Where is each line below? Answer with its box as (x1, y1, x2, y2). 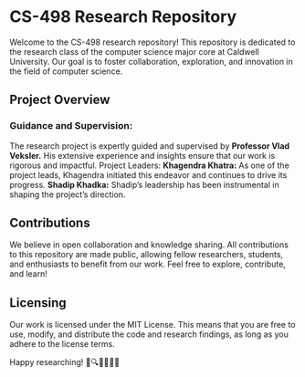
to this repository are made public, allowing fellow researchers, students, (9, 249, 284, 260)
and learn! (9, 268, 47, 279)
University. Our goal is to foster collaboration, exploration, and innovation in (9, 56, 294, 67)
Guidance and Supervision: (9, 120, 133, 132)
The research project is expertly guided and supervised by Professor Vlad (9, 140, 290, 152)
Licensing (9, 295, 67, 310)
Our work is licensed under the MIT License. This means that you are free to (9, 319, 296, 330)
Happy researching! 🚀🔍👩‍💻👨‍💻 (9, 357, 121, 368)
